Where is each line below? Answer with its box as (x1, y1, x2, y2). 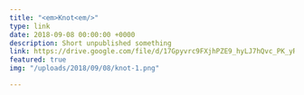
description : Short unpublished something (9, 38, 172, 48)
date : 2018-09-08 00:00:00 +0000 (9, 30, 136, 39)
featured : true (9, 55, 67, 64)
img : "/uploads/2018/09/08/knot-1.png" (9, 64, 160, 73)
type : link (9, 22, 51, 31)
